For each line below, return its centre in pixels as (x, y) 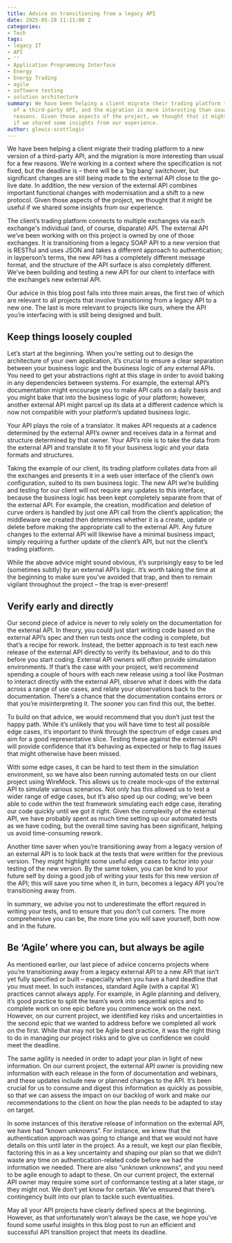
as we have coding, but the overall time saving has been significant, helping (115, 826)
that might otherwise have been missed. (64, 753)
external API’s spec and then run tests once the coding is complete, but (109, 637)
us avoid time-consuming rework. (55, 833)
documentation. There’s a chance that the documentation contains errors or (115, 696)
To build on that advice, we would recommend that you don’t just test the (111, 717)
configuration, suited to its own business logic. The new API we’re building (113, 483)
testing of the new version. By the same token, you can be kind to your (108, 869)
